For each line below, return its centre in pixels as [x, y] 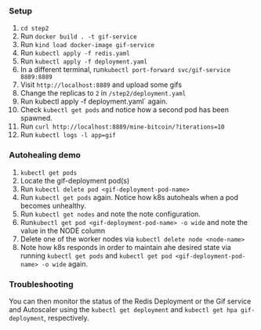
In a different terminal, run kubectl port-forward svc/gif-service [125, 70]
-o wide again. [65, 263]
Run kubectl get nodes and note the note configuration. [110, 214]
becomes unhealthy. [53, 205]
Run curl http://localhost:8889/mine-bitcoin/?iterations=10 [122, 126]
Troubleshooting [41, 284]
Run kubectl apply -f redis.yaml [75, 53]
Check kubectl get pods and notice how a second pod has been [125, 110]
